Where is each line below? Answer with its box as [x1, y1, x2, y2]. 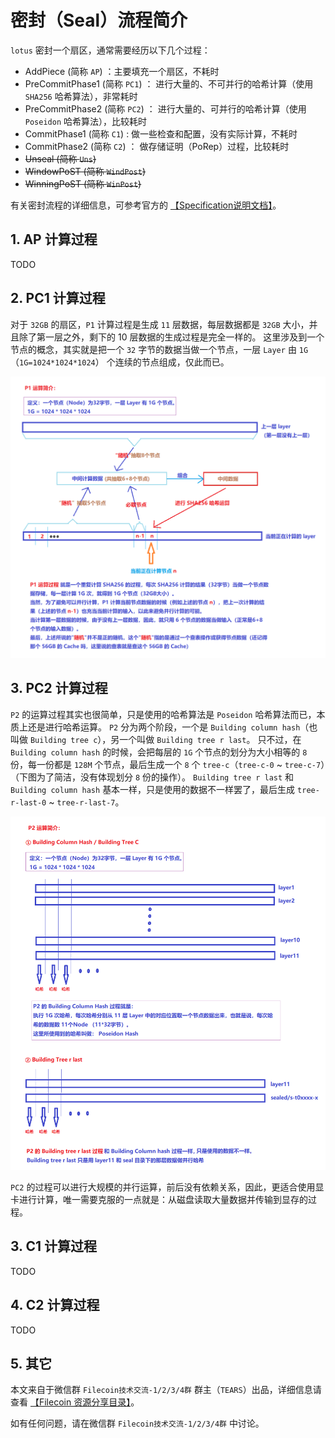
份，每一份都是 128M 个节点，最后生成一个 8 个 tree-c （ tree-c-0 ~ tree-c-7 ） [10, 758, 326, 770]
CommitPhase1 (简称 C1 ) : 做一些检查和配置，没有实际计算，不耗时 [24, 127, 298, 140]
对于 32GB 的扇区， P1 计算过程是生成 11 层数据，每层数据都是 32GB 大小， [10, 318, 310, 330]
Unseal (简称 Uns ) [24, 152, 97, 165]
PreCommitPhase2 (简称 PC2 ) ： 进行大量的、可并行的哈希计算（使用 [24, 102, 307, 115]
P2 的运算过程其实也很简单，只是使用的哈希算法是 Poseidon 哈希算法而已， [10, 708, 317, 720]
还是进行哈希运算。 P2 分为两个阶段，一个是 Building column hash [27, 721, 301, 733]
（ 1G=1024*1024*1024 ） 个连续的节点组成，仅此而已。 [10, 356, 230, 368]
